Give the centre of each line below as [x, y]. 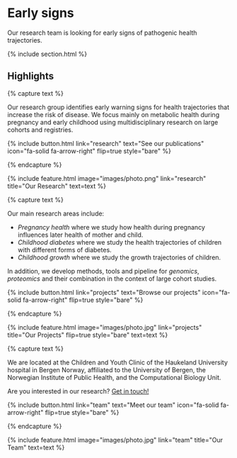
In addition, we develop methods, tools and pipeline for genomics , [103, 271]
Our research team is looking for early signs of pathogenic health [102, 33]
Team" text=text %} [36, 447]
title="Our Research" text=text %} [57, 186]
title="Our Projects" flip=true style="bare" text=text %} [88, 335]
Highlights [31, 76]
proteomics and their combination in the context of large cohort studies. [112, 279]
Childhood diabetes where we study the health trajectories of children [120, 242]
